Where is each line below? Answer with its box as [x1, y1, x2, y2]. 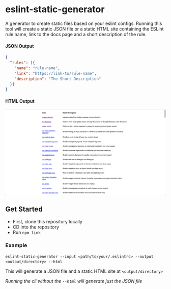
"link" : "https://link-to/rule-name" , [14, 71, 97, 76]
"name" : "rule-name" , [14, 65, 60, 71]
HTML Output [5, 98, 35, 104]
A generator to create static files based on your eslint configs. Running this [5, 20, 162, 26]
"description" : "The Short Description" [14, 76, 101, 81]
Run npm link [12, 229, 41, 235]
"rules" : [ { [10, 60, 36, 66]
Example [5, 242, 27, 249]
